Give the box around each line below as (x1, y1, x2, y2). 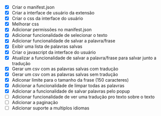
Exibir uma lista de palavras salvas (11, 43, 82, 49)
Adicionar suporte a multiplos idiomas (11, 105, 90, 111)
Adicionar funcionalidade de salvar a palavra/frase (11, 38, 115, 44)
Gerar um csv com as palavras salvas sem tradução (11, 71, 118, 77)
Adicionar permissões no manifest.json (11, 27, 92, 33)
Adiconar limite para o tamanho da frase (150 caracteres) (11, 77, 129, 83)
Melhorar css (11, 21, 39, 27)
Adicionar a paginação (11, 100, 58, 105)
